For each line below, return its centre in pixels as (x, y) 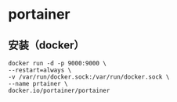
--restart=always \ (40, 70)
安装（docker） (46, 45)
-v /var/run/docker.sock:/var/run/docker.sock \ (89, 77)
